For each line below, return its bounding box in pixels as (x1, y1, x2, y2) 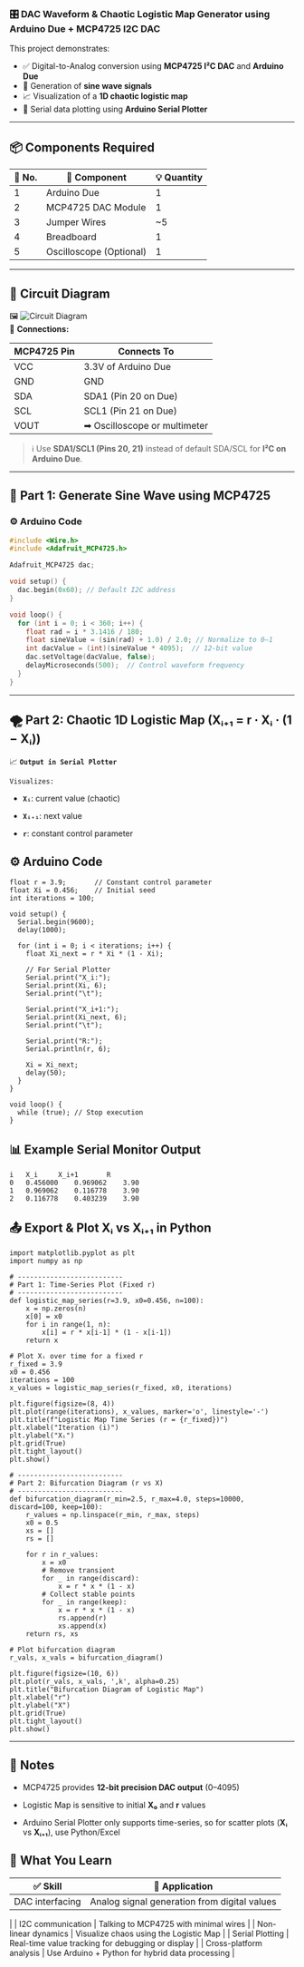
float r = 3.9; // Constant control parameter (9, 878, 213, 887)
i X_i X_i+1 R (9, 1171, 111, 1180)
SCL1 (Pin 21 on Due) (83, 404, 178, 417)
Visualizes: (9, 776, 54, 786)
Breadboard (46, 230, 97, 243)
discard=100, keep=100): (9, 1502, 103, 1512)
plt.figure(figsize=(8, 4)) (9, 1399, 116, 1408)
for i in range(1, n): (25, 1319, 111, 1329)
